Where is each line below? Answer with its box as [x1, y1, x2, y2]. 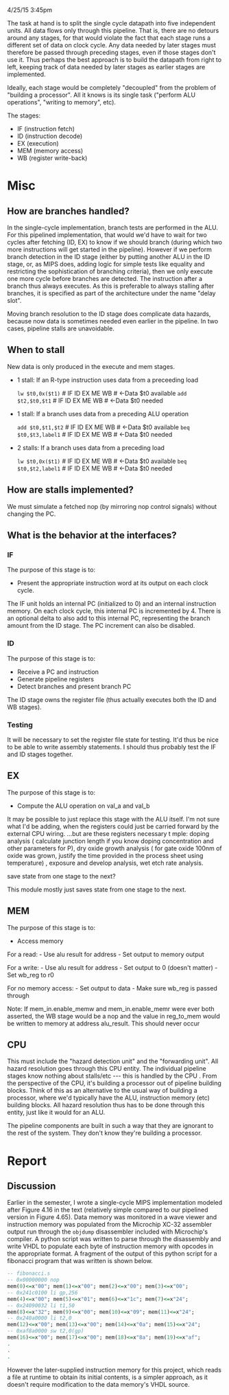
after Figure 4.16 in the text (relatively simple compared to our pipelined [7, 1205, 208, 1214]
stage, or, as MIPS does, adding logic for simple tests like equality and [7, 260, 205, 268]
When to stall [7, 344, 65, 356]
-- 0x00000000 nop [7, 1277, 60, 1284]
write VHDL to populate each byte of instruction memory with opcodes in [7, 1243, 214, 1251]
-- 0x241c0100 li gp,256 [7, 1289, 78, 1296]
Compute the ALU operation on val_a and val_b [16, 802, 150, 810]
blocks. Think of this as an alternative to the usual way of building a [7, 1087, 197, 1095]
